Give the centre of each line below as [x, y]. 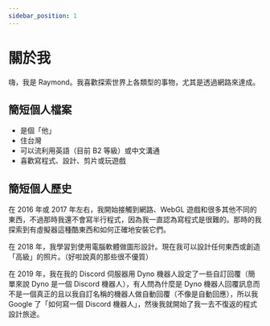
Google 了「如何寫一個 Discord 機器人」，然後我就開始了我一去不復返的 [126, 304]
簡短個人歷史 [40, 189]
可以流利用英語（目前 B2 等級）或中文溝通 [90, 151]
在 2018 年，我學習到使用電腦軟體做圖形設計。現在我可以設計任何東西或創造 [135, 247]
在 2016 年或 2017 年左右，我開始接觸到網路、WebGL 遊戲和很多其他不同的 [133, 209]
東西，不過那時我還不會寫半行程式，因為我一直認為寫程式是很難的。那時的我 [135, 220]
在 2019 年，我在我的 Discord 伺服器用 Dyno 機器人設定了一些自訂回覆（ [128, 274]
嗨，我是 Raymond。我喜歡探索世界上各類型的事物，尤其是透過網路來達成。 [134, 82]
